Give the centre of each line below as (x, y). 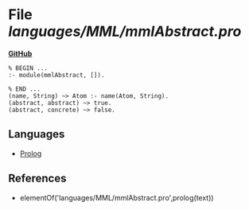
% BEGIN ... (28, 68)
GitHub (20, 53)
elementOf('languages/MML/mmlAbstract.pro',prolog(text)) (117, 197)
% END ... (25, 89)
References (37, 179)
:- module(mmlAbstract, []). (56, 75)
